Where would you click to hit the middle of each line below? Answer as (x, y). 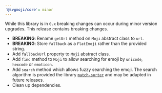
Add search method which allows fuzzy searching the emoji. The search (84, 70)
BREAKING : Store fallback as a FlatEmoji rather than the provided (79, 43)
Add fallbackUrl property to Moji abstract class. (61, 54)
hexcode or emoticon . (32, 64)
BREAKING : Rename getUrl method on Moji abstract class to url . (78, 38)
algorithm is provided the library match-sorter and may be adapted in (81, 74)
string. (19, 48)
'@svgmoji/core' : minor (29, 10)
